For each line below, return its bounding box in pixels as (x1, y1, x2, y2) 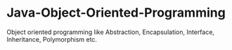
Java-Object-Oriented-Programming (6, 5, 226, 21)
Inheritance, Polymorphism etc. (6, 35, 98, 43)
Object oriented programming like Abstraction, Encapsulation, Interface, (6, 28, 215, 36)
